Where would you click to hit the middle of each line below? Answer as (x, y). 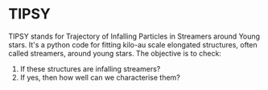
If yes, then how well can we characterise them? (100, 77)
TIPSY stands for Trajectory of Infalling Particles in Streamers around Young (134, 36)
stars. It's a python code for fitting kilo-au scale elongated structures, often (133, 44)
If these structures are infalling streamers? (90, 68)
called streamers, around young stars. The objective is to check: (115, 53)
